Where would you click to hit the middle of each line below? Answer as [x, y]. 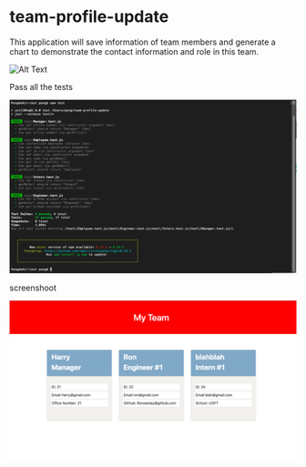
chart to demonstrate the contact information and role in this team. [134, 51]
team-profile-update [89, 17]
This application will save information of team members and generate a [143, 42]
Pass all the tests [41, 86]
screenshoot [33, 288]
